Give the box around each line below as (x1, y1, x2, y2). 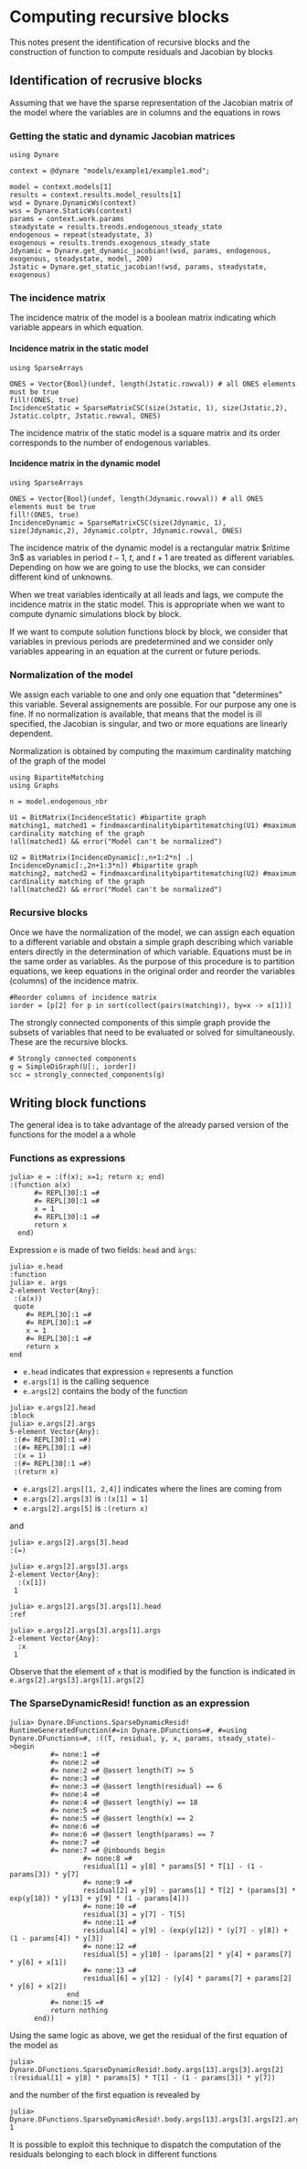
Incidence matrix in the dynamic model (9, 458, 161, 469)
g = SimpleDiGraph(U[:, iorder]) (9, 1062, 137, 1071)
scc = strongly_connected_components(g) (9, 1070, 166, 1079)
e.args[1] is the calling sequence (22, 1376, 149, 1387)
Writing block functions (9, 1095, 147, 1111)
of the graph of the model (9, 756, 107, 767)
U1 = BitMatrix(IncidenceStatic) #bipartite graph (9, 813, 206, 823)
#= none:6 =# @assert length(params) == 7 (49, 1830, 215, 1839)
